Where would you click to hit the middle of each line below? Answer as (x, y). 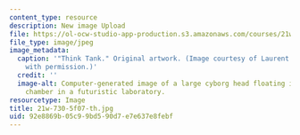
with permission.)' (62, 67)
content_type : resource (54, 17)
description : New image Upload (67, 26)
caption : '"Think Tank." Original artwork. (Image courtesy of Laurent (154, 59)
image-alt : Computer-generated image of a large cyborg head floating (151, 83)
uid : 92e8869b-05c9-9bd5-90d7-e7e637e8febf (92, 116)
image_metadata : (39, 51)
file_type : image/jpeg (51, 42)
